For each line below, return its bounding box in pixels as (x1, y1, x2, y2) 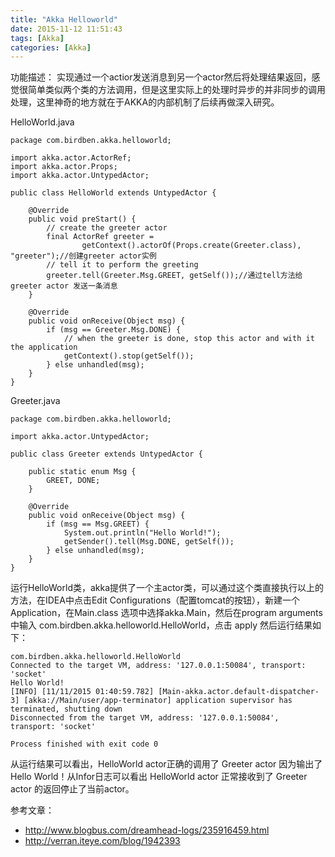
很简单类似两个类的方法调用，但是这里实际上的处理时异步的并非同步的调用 (18, 84, 326, 96)
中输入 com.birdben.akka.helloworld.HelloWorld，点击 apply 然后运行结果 (10, 619, 313, 631)
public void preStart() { (28, 214, 137, 225)
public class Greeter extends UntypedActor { (10, 449, 203, 460)
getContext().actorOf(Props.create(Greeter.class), (81, 241, 302, 251)
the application (10, 342, 78, 353)
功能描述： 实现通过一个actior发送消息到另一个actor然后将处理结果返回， (10, 71, 312, 83)
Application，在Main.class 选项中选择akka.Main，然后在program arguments (10, 607, 323, 619)
